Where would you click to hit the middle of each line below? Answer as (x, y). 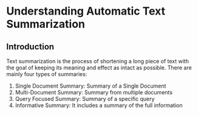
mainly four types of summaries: (47, 74)
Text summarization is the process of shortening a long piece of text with (98, 61)
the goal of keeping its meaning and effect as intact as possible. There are (99, 68)
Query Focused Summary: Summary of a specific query (85, 99)
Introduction (30, 47)
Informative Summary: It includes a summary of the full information (99, 105)
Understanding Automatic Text (86, 11)
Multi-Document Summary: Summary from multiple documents (94, 92)
